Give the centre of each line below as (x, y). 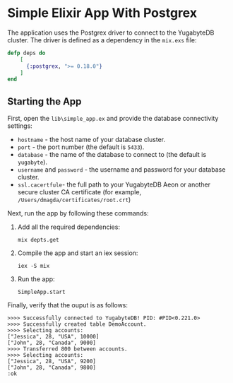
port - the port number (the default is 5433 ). (81, 147)
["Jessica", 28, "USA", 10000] (53, 337)
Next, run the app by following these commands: (78, 213)
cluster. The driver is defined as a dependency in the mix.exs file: (102, 40)
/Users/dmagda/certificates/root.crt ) (74, 200)
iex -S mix (34, 266)
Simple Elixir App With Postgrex (102, 13)
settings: (20, 126)
